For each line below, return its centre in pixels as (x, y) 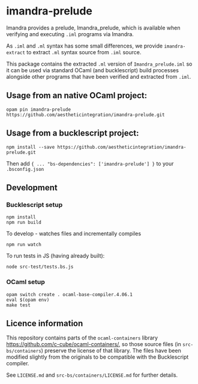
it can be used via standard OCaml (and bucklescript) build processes (92, 70)
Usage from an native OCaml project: (77, 95)
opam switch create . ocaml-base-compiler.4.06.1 (70, 294)
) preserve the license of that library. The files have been (111, 351)
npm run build (24, 223)
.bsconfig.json (25, 169)
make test (19, 305)
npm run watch (24, 245)
